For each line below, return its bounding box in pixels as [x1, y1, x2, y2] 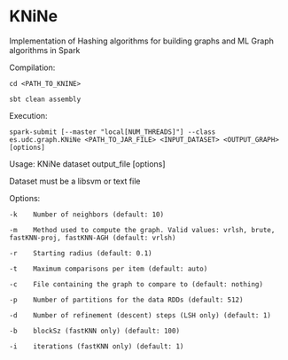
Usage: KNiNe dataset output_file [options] [9, 158, 166, 169]
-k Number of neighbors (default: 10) [9, 210, 165, 219]
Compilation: [9, 62, 56, 73]
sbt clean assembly [9, 95, 82, 104]
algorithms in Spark [9, 44, 81, 55]
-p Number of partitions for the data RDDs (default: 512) [9, 295, 244, 304]
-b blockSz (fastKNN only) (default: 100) [9, 326, 180, 335]
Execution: [9, 110, 48, 121]
